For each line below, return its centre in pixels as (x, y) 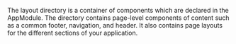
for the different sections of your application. (73, 33)
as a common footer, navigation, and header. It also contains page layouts (115, 25)
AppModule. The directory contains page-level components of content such (118, 18)
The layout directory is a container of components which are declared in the (118, 10)
